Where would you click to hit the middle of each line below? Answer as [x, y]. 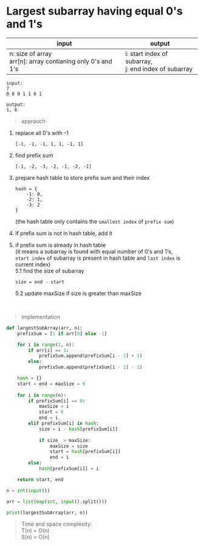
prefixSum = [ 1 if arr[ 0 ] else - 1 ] [62, 333]
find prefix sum [34, 155]
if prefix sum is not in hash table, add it [63, 233]
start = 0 [51, 412]
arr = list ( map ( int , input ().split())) [57, 502]
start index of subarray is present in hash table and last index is [98, 258]
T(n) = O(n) [35, 531]
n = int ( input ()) [28, 491]
